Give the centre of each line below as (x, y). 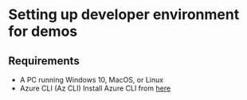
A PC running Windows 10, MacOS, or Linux (92, 80)
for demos (43, 31)
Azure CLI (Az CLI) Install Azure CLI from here (95, 88)
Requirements (44, 61)
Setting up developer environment (124, 15)
